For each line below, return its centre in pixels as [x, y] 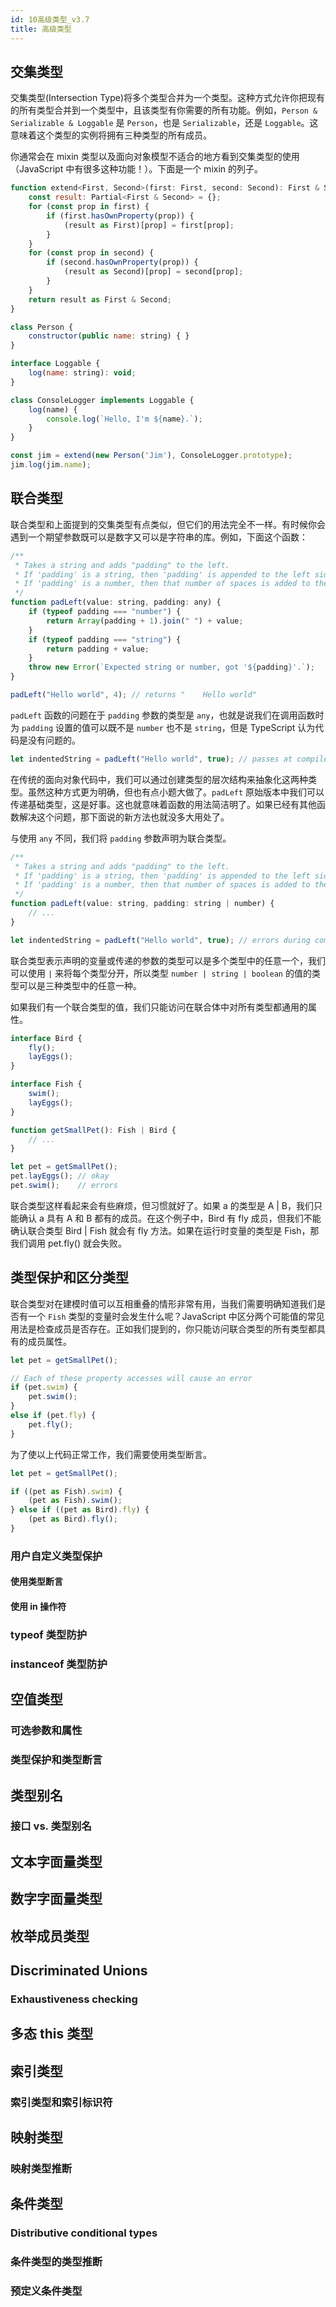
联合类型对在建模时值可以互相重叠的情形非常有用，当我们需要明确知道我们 [163, 1303]
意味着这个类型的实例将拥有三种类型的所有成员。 [111, 135]
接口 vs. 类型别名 [51, 1826]
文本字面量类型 [56, 1861]
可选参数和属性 [46, 1731]
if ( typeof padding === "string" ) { [105, 639]
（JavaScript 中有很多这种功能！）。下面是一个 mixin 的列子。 [137, 169]
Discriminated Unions [79, 1970]
